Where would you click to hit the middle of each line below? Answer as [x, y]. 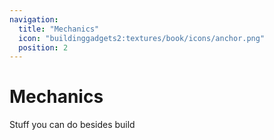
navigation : [34, 19]
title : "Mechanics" [59, 29]
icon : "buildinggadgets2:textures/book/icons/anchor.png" [142, 38]
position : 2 [43, 47]
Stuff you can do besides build [72, 125]
